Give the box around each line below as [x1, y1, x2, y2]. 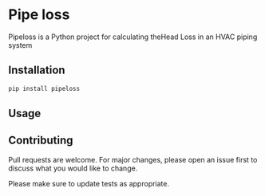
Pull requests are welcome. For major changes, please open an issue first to [8, 155, 258, 164]
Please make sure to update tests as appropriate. [8, 178, 170, 188]
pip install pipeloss [8, 84, 81, 92]
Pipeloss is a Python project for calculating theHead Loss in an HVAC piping [8, 32, 258, 41]
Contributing [8, 134, 73, 147]
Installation [8, 64, 65, 77]
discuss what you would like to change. [8, 163, 138, 173]
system [8, 40, 33, 49]
